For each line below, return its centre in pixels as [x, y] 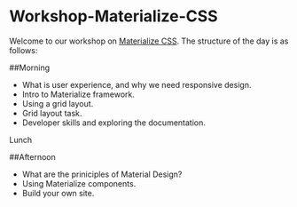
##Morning [30, 68]
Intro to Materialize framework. [78, 94]
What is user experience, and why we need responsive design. [137, 84]
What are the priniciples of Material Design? [102, 174]
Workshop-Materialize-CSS [114, 16]
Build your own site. [58, 193]
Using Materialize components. [79, 183]
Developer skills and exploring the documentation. [114, 123]
